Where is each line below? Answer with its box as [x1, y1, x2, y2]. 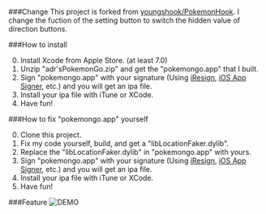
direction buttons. [8, 24, 67, 33]
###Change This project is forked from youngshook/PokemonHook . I [8, 7, 239, 16]
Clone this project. [19, 130, 82, 139]
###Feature [8, 198, 48, 207]
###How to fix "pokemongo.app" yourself [8, 114, 148, 124]
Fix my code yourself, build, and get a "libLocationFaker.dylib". [19, 139, 230, 148]
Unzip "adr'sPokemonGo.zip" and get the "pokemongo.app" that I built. [19, 64, 259, 74]
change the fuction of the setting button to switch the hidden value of [8, 15, 241, 25]
